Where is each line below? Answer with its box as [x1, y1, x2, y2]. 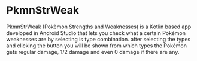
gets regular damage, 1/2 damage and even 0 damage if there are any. [6, 48, 180, 55]
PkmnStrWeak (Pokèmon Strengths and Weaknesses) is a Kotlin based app [6, 23, 192, 30]
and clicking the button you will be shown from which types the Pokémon [6, 42, 187, 49]
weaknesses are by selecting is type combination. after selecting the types [6, 36, 191, 43]
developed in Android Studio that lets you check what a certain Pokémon [6, 29, 186, 36]
